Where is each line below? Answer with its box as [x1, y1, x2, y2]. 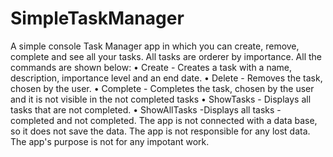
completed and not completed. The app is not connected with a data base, [10, 114, 318, 126]
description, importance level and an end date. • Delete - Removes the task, [10, 72, 323, 84]
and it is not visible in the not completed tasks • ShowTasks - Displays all [10, 93, 312, 105]
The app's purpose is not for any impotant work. [10, 135, 210, 147]
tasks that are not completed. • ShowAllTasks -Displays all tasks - [10, 103, 282, 116]
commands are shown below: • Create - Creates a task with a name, [10, 61, 292, 73]
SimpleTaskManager [10, 7, 185, 30]
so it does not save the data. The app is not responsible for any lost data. [10, 125, 311, 137]
